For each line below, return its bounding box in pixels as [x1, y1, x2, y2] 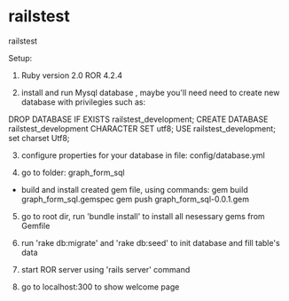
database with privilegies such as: [20, 96, 146, 107]
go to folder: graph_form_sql [20, 167, 125, 178]
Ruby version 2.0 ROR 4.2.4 [20, 69, 123, 81]
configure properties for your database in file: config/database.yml [20, 149, 265, 161]
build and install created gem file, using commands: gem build [20, 184, 249, 194]
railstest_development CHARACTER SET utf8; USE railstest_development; [8, 123, 277, 134]
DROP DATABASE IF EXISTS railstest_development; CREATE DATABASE [8, 114, 269, 124]
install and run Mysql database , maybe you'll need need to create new [20, 87, 280, 98]
